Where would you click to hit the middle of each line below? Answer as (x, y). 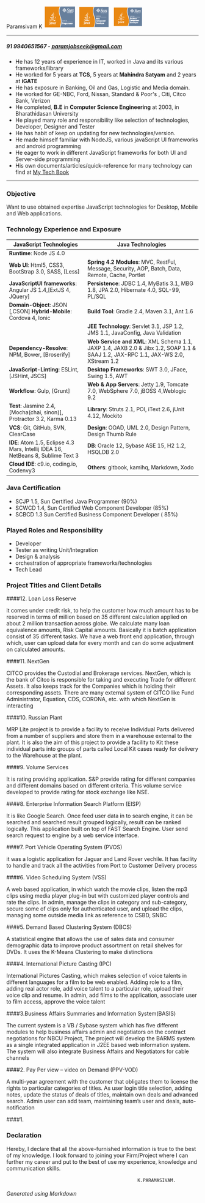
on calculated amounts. (36, 650)
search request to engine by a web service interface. (73, 835)
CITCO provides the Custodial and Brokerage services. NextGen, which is (99, 673)
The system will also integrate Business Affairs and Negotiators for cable (98, 1051)
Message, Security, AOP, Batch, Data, (135, 268)
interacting (20, 706)
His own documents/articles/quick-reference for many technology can (103, 165)
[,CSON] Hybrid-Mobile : (40, 311)
